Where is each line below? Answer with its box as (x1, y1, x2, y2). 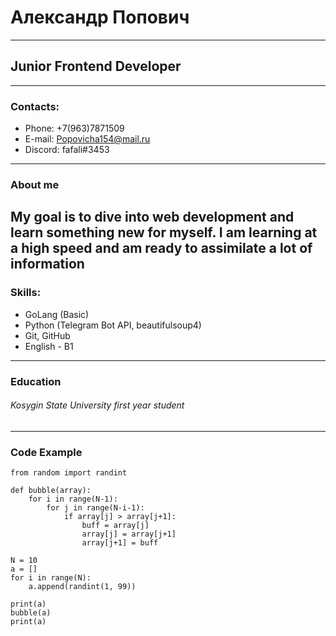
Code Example (10, 445, 83, 459)
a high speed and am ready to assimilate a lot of (10, 240, 313, 257)
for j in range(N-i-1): (46, 503, 145, 513)
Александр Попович (10, 6, 190, 29)
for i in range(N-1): (28, 494, 118, 505)
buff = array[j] (81, 521, 150, 531)
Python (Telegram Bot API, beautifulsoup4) (24, 319, 202, 331)
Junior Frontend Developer (10, 58, 182, 75)
